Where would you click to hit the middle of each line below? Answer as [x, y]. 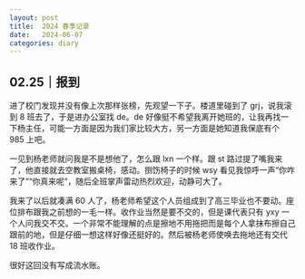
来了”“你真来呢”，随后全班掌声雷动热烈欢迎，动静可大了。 [118, 181]
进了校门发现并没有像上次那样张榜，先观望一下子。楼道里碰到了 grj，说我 [147, 106]
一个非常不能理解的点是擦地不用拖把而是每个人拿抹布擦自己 [184, 224]
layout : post [34, 18]
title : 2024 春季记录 [49, 26]
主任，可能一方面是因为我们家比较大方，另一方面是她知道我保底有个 [152, 129]
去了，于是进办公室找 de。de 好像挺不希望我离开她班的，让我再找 [158, 117]
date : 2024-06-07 [46, 34]
